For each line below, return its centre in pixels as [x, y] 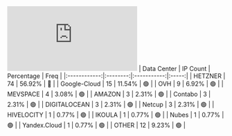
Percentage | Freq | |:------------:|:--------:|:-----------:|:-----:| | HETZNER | [116, 76]
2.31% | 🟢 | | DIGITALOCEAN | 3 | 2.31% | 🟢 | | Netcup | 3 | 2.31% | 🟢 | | [111, 104]
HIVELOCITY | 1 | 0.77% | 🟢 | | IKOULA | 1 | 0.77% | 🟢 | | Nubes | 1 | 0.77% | [116, 115]
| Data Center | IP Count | [174, 69]
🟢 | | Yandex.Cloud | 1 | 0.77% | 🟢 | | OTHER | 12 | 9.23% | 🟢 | [96, 125]
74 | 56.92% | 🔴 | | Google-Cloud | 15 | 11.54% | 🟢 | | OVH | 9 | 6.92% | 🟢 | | [115, 84]
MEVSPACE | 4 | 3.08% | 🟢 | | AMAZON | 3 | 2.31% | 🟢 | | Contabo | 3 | [109, 94]
